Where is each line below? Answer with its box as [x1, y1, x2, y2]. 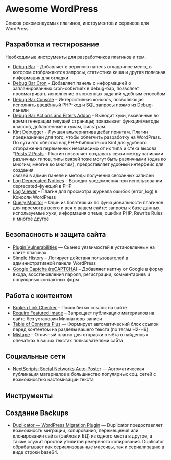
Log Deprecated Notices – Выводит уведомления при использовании [12, 177, 162, 184]
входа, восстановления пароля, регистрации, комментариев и [12, 271, 151, 277]
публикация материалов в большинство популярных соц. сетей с [12, 371, 156, 377]
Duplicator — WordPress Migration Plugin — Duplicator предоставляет [12, 422, 163, 428]
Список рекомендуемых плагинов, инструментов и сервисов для [5, 20, 149, 26]
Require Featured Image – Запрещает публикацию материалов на [12, 310, 155, 317]
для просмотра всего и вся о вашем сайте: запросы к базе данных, [12, 205, 161, 211]
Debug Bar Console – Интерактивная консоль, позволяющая [12, 96, 144, 102]
